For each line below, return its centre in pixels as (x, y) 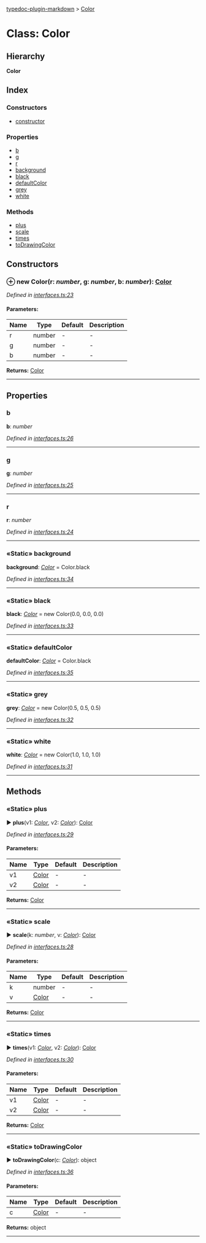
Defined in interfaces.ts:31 (40, 766)
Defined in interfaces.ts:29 (40, 834)
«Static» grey (27, 695)
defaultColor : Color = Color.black (49, 661)
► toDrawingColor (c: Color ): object (51, 1160)
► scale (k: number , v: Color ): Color (51, 935)
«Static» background (39, 553)
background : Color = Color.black (48, 567)
